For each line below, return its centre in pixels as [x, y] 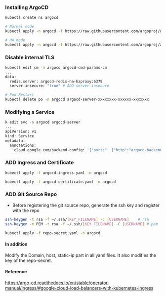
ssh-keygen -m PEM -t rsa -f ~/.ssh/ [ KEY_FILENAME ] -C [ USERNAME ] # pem [82, 224]
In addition [16, 244]
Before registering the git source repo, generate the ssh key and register [86, 205]
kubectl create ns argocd [32, 18]
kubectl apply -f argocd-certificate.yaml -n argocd [61, 182]
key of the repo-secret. [29, 260]
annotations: [23, 145]
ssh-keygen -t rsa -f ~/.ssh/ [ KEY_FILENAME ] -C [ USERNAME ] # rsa [77, 219]
